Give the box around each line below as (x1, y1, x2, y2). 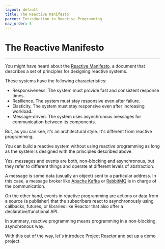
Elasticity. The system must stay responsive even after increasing (12, 103, 145, 109)
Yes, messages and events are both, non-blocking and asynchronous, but (5, 158, 155, 164)
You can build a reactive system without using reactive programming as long (5, 143, 160, 149)
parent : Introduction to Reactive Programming (5, 16, 102, 21)
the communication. (5, 183, 46, 189)
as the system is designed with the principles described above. (5, 148, 133, 154)
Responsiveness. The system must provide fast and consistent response (12, 87, 160, 94)
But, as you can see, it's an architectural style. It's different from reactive (5, 129, 152, 135)
